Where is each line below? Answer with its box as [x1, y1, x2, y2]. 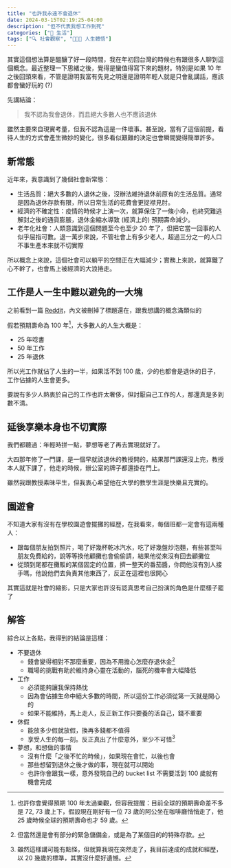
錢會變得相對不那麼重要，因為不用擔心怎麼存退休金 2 [27, 656, 175, 665]
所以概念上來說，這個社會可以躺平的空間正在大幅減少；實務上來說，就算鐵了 [7, 256, 224, 264]
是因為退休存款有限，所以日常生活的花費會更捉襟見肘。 [16, 198, 174, 206]
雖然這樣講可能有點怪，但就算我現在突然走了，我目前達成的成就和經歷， [16, 845, 222, 854]
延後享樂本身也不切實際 [7, 421, 107, 433]
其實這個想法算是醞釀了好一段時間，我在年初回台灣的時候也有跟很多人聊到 [7, 56, 218, 64]
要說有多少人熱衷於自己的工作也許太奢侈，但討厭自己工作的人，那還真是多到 [7, 390, 224, 399]
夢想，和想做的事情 [16, 744, 72, 752]
